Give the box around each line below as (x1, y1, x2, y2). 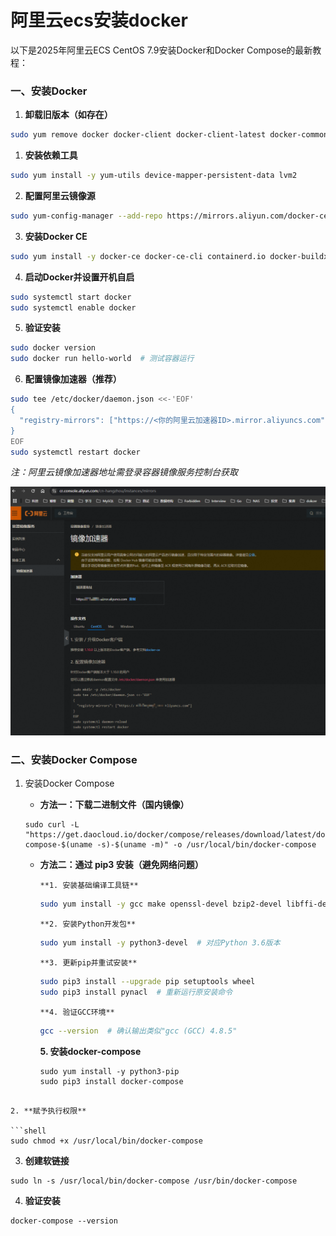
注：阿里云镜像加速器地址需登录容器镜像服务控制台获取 (10, 466, 238, 478)
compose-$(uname (24, 840, 93, 850)
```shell (10, 1126, 47, 1136)
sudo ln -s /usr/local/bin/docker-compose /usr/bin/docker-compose (10, 1176, 298, 1186)
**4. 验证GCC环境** (39, 1007, 115, 1017)
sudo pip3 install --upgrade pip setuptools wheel (39, 977, 256, 987)
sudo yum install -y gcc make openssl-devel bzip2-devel (39, 899, 283, 910)
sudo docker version (10, 343, 97, 353)
